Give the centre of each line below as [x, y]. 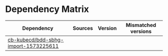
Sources [83, 28]
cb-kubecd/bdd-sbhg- [36, 39]
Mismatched [141, 25]
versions [141, 31]
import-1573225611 [33, 46]
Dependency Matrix [47, 9]
